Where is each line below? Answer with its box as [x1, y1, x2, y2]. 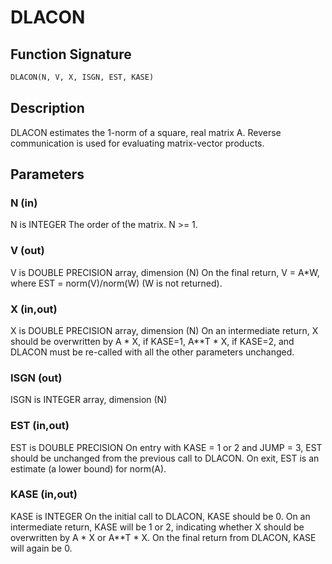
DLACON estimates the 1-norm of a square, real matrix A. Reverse [10, 126, 282, 138]
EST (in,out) [10, 419, 70, 433]
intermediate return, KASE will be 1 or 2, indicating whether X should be [10, 521, 305, 533]
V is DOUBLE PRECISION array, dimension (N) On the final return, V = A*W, [10, 266, 320, 278]
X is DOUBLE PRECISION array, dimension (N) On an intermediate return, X [10, 324, 319, 336]
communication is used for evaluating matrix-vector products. [10, 137, 265, 149]
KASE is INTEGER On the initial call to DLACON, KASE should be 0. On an [10, 510, 311, 522]
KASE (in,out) [10, 487, 78, 501]
